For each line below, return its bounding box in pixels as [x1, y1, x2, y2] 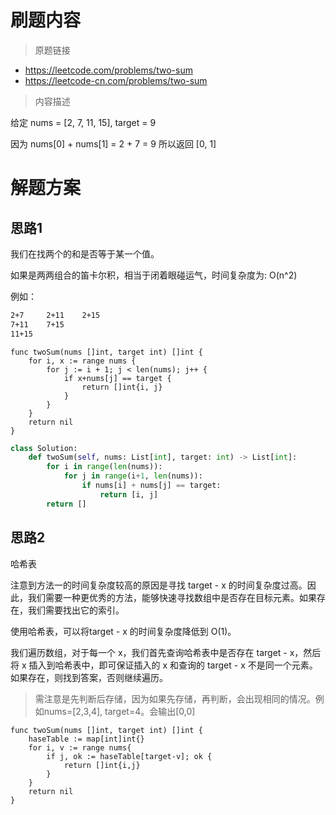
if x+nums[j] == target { [63, 373, 172, 383]
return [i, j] [99, 489, 159, 500]
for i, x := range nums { [28, 356, 137, 366]
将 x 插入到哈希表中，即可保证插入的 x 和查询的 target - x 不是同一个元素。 [10, 659, 318, 671]
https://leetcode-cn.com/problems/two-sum [24, 74, 208, 86]
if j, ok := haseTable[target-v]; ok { [46, 751, 213, 761]
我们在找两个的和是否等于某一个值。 [10, 247, 160, 260]
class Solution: [10, 443, 78, 453]
